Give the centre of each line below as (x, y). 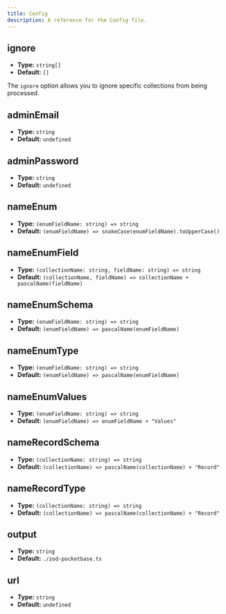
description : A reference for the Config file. (77, 20)
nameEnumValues (47, 397)
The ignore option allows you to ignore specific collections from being (107, 86)
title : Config (28, 14)
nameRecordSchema (53, 443)
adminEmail (33, 115)
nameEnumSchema (50, 305)
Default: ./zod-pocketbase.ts (60, 558)
